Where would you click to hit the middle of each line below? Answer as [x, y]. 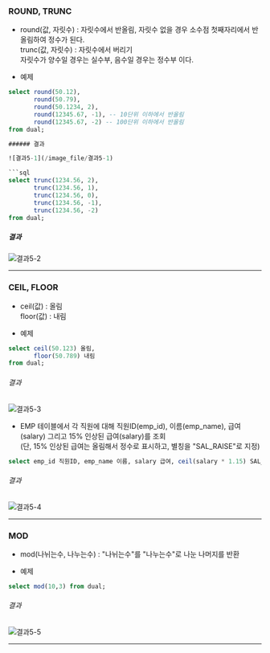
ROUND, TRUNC [40, 11]
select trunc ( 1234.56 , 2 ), [53, 181]
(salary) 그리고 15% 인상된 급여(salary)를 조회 [93, 436]
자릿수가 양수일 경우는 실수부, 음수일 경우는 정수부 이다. [107, 60]
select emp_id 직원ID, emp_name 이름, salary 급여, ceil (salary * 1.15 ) [127, 461]
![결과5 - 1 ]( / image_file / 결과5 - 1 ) [61, 158]
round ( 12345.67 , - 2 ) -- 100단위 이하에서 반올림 [109, 122]
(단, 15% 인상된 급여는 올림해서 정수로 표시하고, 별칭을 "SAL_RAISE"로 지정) [140, 446]
